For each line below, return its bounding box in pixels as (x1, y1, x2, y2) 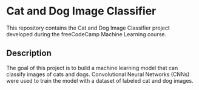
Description (6, 48, 52, 59)
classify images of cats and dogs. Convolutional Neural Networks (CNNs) (6, 71, 190, 78)
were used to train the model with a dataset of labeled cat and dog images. (6, 77, 194, 84)
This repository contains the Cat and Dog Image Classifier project (6, 24, 170, 31)
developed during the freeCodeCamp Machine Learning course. (6, 30, 167, 37)
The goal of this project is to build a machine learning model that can (6, 64, 178, 71)
